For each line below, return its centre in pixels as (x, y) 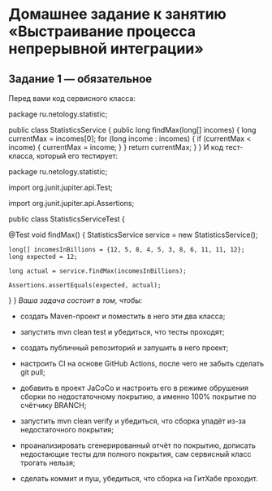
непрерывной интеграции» (106, 49)
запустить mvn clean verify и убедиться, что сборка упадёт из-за (133, 421)
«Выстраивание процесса (102, 31)
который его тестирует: (77, 156)
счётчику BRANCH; (53, 405)
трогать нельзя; (47, 463)
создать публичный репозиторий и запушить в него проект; (124, 348)
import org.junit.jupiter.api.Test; (60, 187)
